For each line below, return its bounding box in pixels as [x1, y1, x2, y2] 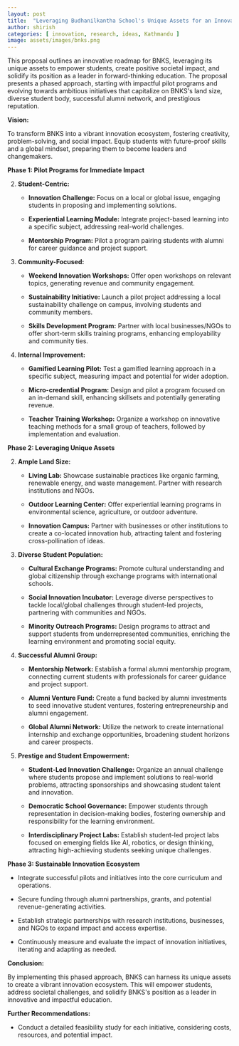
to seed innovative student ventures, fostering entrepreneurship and [28, 701, 229, 710]
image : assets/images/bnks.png [7, 37, 100, 44]
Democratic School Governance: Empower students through [28, 802, 208, 810]
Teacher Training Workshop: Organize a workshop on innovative [28, 414, 221, 424]
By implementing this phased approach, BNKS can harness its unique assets [7, 973, 231, 981]
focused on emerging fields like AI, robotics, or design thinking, [28, 838, 214, 847]
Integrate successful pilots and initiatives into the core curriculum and [17, 874, 223, 882]
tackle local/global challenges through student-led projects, [28, 601, 204, 610]
